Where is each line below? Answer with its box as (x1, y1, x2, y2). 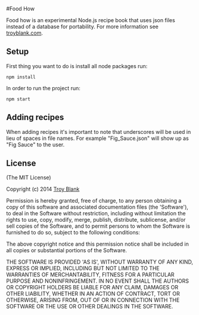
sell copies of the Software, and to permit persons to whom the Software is (6, 222, 191, 230)
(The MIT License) (6, 174, 52, 181)
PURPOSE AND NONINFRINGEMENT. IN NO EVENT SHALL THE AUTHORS (6, 277, 189, 285)
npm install (6, 74, 36, 80)
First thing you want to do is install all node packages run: (6, 62, 148, 69)
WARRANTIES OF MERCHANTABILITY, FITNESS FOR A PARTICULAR (6, 271, 175, 279)
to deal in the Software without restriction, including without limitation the (6, 210, 186, 217)
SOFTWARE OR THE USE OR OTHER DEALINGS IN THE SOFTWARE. (6, 303, 173, 310)
